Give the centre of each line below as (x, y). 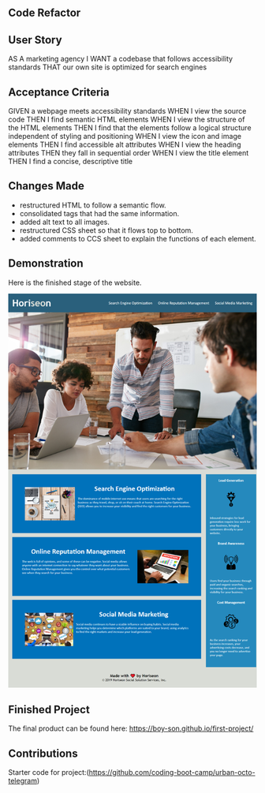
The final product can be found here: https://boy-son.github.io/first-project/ (131, 728)
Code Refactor (45, 13)
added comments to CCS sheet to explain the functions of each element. (138, 238)
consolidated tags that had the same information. (99, 213)
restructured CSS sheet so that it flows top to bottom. (106, 230)
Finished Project (49, 709)
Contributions (43, 753)
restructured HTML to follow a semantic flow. (93, 205)
